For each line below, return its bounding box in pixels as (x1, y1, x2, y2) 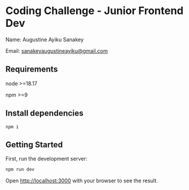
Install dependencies (5, 108, 84, 118)
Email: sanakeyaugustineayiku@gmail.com (5, 47, 108, 54)
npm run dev (5, 167, 35, 172)
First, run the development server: (5, 155, 88, 162)
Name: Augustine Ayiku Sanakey (5, 36, 84, 43)
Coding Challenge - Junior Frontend (5, 4, 184, 18)
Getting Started (5, 140, 63, 150)
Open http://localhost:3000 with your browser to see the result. (5, 177, 159, 184)
